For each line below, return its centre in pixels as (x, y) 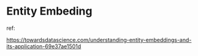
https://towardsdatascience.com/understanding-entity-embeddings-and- (99, 40)
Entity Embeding (49, 11)
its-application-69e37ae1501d (44, 46)
